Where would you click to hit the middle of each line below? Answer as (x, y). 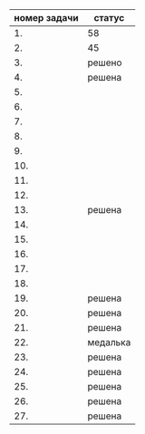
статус (109, 18)
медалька (109, 342)
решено (105, 63)
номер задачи (46, 18)
